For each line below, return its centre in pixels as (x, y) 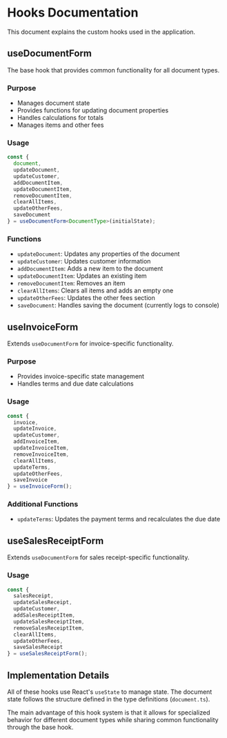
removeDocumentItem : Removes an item (71, 283)
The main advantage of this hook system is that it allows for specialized (109, 712)
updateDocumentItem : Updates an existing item (82, 276)
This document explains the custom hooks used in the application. (101, 32)
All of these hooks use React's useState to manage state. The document (110, 692)
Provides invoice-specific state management (81, 377)
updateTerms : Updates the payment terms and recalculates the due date (119, 519)
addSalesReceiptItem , (45, 615)
